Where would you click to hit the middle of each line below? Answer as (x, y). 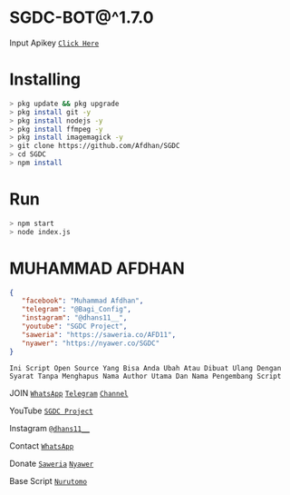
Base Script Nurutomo (48, 480)
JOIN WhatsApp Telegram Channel (69, 392)
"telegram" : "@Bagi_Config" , (76, 310)
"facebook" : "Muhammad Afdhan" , (82, 301)
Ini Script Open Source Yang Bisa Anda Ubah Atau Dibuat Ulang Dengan (145, 368)
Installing (45, 79)
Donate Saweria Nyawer (52, 463)
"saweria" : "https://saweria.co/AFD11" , (99, 334)
